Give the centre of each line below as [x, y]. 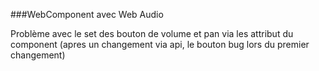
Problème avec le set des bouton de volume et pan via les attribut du [152, 33]
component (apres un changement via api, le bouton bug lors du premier [160, 44]
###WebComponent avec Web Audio [87, 14]
